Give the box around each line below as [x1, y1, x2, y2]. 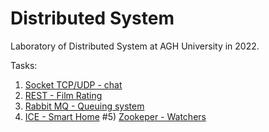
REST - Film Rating [24, 89, 103, 101]
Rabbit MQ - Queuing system [24, 100, 145, 112]
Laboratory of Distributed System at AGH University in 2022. [10, 40, 260, 52]
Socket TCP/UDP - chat [24, 78, 123, 91]
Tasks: [10, 59, 38, 71]
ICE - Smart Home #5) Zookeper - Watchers [24, 110, 207, 122]
